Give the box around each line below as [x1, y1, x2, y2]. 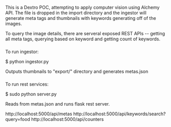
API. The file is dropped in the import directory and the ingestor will [5, 10, 146, 16]
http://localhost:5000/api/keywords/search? [73, 111, 166, 117]
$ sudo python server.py [5, 91, 57, 97]
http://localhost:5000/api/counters [31, 116, 104, 122]
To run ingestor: [5, 48, 39, 55]
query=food [5, 116, 31, 122]
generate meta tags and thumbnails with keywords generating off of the [5, 15, 157, 21]
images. [5, 20, 22, 27]
